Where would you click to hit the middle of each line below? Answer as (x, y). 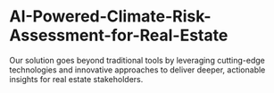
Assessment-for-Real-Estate (119, 35)
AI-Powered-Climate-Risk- (110, 17)
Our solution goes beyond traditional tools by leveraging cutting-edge (137, 60)
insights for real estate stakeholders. (76, 79)
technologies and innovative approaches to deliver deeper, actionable (137, 70)
